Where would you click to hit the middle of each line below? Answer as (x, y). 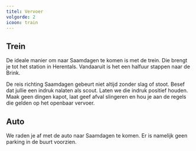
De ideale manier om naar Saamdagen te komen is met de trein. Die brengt (97, 61)
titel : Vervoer (25, 11)
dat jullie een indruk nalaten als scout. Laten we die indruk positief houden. (97, 90)
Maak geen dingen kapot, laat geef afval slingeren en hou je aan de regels (96, 97)
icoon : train (22, 22)
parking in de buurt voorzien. (41, 142)
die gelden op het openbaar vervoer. (50, 103)
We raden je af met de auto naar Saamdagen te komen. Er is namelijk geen (97, 135)
